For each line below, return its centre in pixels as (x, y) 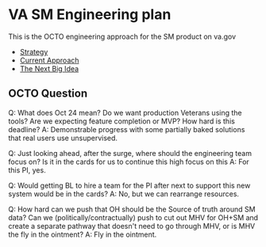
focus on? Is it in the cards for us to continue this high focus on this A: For (129, 161)
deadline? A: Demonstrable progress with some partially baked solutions (127, 129)
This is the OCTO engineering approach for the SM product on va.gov (122, 36)
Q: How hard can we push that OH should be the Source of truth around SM (132, 209)
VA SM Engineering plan (90, 15)
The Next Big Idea (49, 68)
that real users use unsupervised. (63, 138)
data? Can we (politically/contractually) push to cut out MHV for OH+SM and (133, 217)
